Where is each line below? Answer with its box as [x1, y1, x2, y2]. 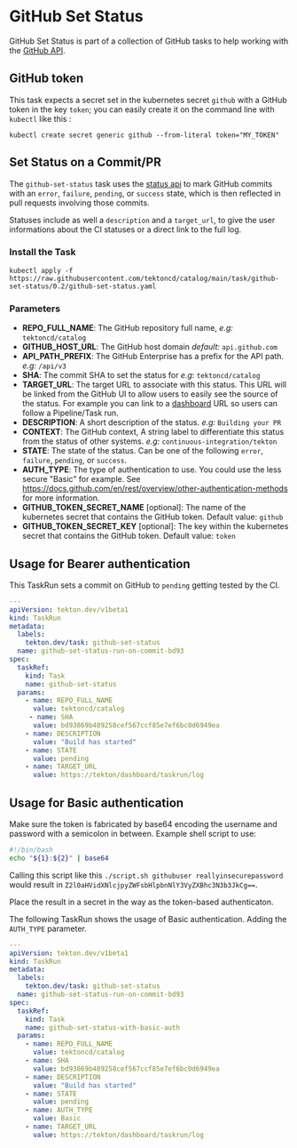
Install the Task [9, 246, 76, 259]
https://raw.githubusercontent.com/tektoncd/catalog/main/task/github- [9, 274, 279, 283]
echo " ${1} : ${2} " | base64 [9, 854, 109, 863]
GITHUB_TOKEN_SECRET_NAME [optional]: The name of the [21, 502, 246, 513]
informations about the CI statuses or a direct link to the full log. [9, 224, 242, 235]
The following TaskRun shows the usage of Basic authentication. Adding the [9, 913, 287, 924]
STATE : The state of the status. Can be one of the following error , [21, 446, 264, 456]
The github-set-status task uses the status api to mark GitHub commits [9, 178, 273, 189]
